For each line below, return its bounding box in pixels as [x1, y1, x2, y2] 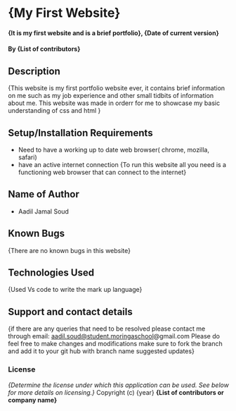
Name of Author [8, 188, 80, 200]
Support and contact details [8, 305, 133, 318]
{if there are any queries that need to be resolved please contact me [8, 324, 206, 333]
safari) [18, 153, 37, 161]
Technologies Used [8, 266, 94, 279]
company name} [8, 395, 58, 404]
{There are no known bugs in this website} [8, 246, 131, 254]
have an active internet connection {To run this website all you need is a [18, 161, 227, 168]
